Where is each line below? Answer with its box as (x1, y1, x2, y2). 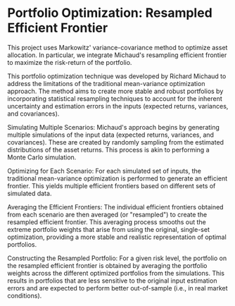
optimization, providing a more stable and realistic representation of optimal (7, 233, 227, 241)
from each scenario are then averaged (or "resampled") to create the (7, 210, 208, 219)
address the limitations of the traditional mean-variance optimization (7, 79, 205, 87)
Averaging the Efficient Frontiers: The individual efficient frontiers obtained (7, 202, 224, 211)
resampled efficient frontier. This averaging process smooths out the (7, 217, 206, 226)
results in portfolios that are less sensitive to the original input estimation (7, 276, 217, 285)
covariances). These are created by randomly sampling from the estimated (7, 137, 224, 146)
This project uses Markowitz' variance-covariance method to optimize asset (7, 43, 228, 51)
